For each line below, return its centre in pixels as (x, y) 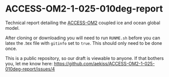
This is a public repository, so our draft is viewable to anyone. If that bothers (85, 58)
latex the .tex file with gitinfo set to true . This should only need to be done (84, 43)
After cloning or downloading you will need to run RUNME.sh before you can (83, 38)
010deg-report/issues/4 (30, 69)
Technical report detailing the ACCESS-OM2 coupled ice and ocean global (83, 23)
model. (12, 28)
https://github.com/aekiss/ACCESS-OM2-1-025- (104, 63)
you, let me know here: (29, 63)
